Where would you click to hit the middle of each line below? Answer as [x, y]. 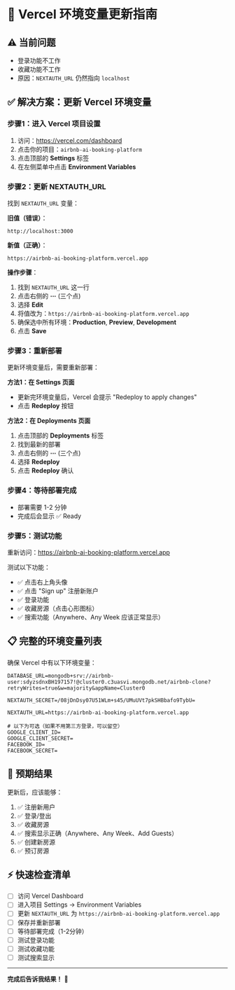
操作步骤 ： [23, 272]
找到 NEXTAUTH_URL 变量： [43, 203]
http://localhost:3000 [40, 231]
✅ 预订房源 [33, 851]
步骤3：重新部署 [35, 351]
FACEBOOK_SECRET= [33, 751]
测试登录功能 [36, 940]
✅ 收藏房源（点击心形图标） [58, 608]
